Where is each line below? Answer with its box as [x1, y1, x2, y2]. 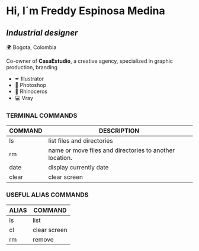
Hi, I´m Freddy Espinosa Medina [6, 4, 166, 18]
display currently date [48, 163, 109, 172]
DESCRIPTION [98, 127, 140, 135]
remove [32, 235, 54, 243]
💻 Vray [14, 95, 34, 101]
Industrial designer [6, 28, 78, 38]
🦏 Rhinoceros [14, 88, 48, 95]
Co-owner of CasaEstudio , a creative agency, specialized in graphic [6, 57, 174, 65]
